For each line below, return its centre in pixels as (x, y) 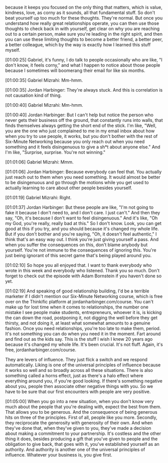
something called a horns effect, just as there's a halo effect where (74, 375)
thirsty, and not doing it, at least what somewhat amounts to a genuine (78, 323)
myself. (13, 50)
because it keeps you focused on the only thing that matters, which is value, (84, 7)
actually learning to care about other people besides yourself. (69, 188)
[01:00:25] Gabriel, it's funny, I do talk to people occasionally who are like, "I (84, 60)
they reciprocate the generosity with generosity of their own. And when (79, 423)
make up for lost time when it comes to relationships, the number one (77, 307)
